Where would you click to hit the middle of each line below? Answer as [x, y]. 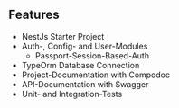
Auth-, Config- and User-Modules [85, 46]
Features [34, 15]
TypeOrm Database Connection [80, 65]
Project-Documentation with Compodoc [96, 75]
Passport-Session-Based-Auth [92, 55]
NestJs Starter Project [63, 36]
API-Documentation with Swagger [85, 84]
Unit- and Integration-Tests [72, 94]
